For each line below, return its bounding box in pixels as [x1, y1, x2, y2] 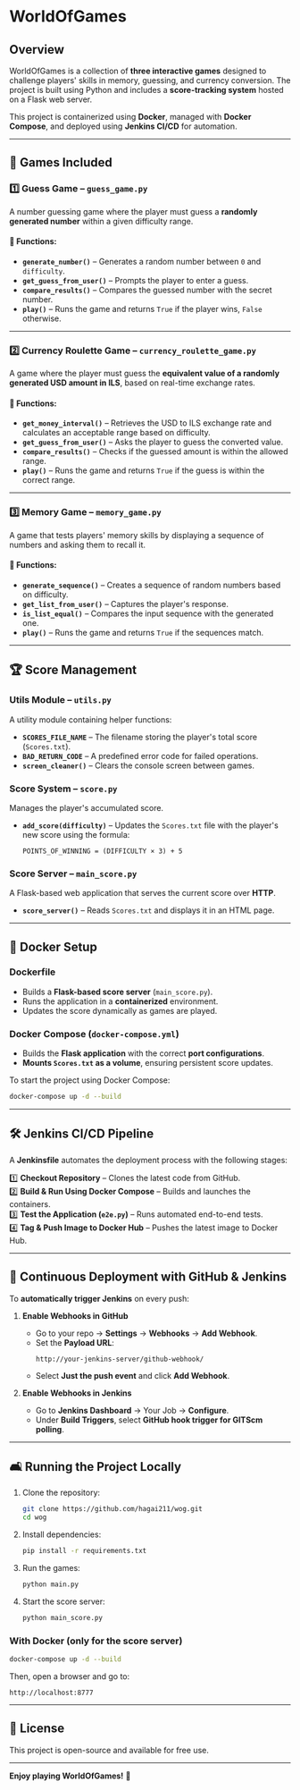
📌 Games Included [9, 155, 113, 171]
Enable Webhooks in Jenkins [21, 1388, 132, 1398]
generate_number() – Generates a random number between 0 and [21, 256, 262, 266]
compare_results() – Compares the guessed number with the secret [21, 284, 272, 295]
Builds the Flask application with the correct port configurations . [21, 1048, 265, 1059]
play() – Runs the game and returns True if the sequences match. [21, 627, 264, 637]
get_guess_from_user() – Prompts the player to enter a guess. [21, 274, 249, 285]
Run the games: [21, 1563, 80, 1574]
